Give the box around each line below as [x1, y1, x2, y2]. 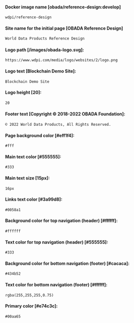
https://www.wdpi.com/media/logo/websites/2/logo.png [5, 58, 118, 63]
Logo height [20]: [5, 89, 42, 96]
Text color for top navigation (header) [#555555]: [5, 239, 108, 245]
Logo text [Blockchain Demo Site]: [5, 68, 76, 74]
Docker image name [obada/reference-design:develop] [5, 4, 121, 10]
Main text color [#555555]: [5, 153, 62, 160]
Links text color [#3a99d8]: [5, 196, 63, 202]
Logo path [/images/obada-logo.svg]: [5, 47, 84, 53]
